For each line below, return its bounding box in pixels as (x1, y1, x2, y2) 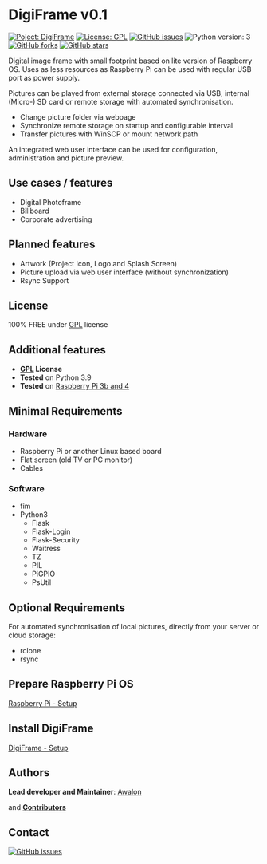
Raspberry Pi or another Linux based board (19, 446, 162, 456)
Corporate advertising (19, 214, 92, 224)
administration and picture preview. (8, 153, 124, 163)
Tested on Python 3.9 (19, 373, 92, 382)
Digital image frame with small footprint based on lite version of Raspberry (8, 56, 253, 65)
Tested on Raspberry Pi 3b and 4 (19, 381, 130, 391)
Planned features (8, 238, 96, 251)
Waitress (31, 544, 61, 554)
